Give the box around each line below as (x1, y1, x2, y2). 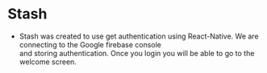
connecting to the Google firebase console (19, 39, 162, 49)
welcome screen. (19, 57, 77, 67)
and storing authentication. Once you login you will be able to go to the (19, 48, 255, 58)
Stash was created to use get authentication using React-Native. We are (19, 31, 259, 41)
